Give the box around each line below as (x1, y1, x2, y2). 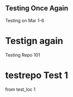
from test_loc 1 (5, 86, 36, 92)
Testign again (5, 35, 63, 46)
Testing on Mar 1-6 (5, 17, 44, 23)
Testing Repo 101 (5, 52, 40, 58)
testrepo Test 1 (5, 69, 68, 81)
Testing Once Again (5, 4, 68, 13)
